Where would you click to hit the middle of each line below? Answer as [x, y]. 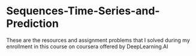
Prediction [32, 24]
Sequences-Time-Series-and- [83, 11]
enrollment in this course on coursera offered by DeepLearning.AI [87, 46]
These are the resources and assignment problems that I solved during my [98, 40]
